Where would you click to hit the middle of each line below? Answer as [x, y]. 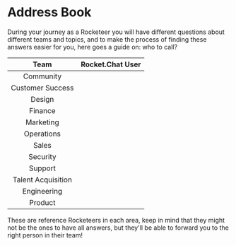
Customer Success [42, 88]
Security [42, 156]
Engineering [42, 191]
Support [42, 168]
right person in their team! [45, 235]
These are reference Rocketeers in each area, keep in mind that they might [116, 220]
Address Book [49, 12]
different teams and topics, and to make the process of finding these [107, 39]
